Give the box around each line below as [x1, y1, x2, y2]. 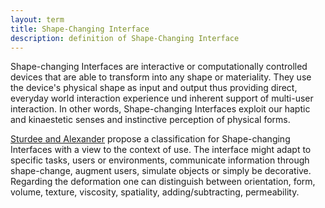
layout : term [10, 14, 65, 25]
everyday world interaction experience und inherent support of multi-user [10, 92, 314, 105]
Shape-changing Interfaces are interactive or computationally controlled [10, 61, 308, 73]
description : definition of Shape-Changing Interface [10, 33, 240, 43]
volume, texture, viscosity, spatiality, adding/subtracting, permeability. [10, 186, 300, 198]
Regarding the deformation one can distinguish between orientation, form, [10, 176, 316, 188]
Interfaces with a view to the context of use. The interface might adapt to [10, 144, 312, 156]
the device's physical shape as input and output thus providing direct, [10, 82, 298, 94]
